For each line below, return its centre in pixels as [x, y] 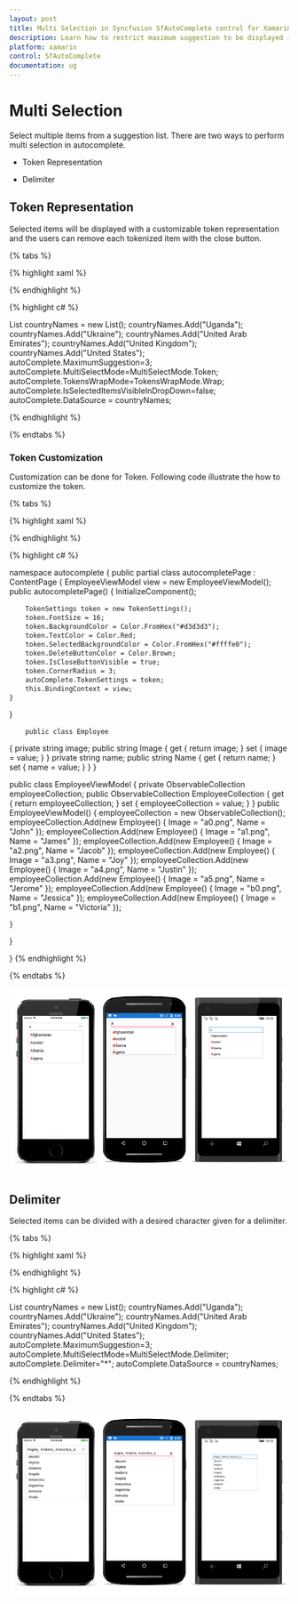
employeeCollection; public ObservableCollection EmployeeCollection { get [147, 794]
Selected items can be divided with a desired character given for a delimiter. [148, 1221]
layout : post [33, 19]
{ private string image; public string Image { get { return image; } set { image [149, 748]
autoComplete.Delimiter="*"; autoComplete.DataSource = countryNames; [144, 1364]
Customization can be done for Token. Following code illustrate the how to [145, 477]
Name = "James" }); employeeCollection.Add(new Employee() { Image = [141, 842]
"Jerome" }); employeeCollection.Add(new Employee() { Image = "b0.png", [145, 889]
